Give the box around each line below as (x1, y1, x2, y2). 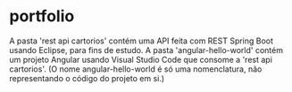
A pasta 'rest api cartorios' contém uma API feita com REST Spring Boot (9, 35, 274, 46)
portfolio (9, 6, 75, 27)
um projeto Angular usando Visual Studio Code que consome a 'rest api (9, 54, 272, 65)
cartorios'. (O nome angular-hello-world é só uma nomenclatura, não (9, 64, 263, 74)
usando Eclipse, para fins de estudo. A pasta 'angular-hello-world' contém (9, 44, 284, 55)
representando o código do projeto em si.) (9, 73, 165, 83)
